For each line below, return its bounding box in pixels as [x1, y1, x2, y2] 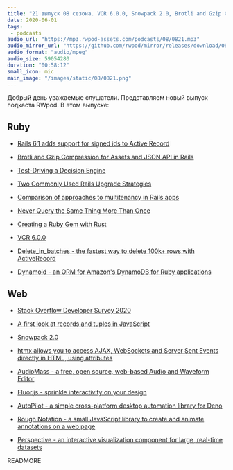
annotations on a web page [17, 422, 96, 430]
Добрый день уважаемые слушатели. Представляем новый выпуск [7, 94, 208, 102]
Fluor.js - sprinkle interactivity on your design [17, 388, 147, 396]
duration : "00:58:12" [7, 62, 70, 69]
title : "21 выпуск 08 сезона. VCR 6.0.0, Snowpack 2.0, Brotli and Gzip [7, 10, 222, 17]
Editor [17, 375, 35, 383]
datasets [17, 443, 43, 451]
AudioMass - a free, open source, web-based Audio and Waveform [17, 367, 209, 375]
